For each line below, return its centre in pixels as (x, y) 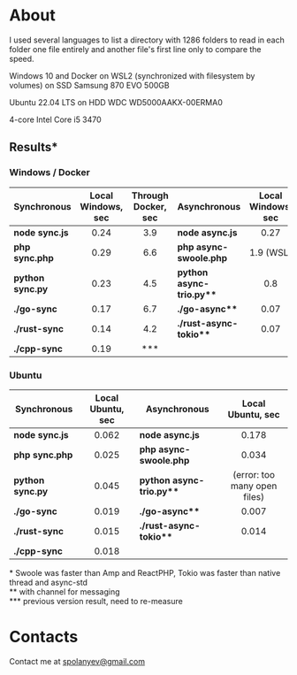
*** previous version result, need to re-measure (96, 601)
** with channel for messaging (65, 591)
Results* (34, 147)
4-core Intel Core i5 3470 (55, 119)
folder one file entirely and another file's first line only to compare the (136, 49)
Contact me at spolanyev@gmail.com (77, 661)
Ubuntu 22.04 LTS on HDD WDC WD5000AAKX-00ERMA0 (116, 102)
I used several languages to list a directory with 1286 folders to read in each (147, 40)
